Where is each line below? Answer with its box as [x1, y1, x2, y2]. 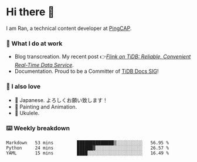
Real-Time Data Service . [14, 62, 74, 69]
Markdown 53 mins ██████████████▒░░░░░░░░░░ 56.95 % [6, 140, 169, 146]
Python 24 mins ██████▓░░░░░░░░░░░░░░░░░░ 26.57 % [6, 145, 169, 151]
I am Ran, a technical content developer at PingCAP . [6, 25, 132, 32]
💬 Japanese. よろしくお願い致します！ [14, 96, 108, 103]
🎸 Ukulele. [14, 109, 40, 116]
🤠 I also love [6, 82, 41, 90]
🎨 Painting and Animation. [14, 103, 77, 110]
